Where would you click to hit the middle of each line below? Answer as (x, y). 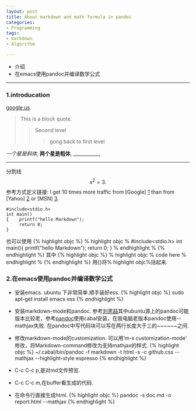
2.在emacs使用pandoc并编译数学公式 (60, 278)
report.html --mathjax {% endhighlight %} (65, 402)
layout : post (22, 11)
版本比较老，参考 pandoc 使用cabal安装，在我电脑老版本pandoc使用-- (98, 319)
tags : (13, 33)
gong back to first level (77, 141)
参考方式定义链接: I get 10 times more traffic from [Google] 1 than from (90, 192)
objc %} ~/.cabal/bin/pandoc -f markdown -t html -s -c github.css (94, 352)
